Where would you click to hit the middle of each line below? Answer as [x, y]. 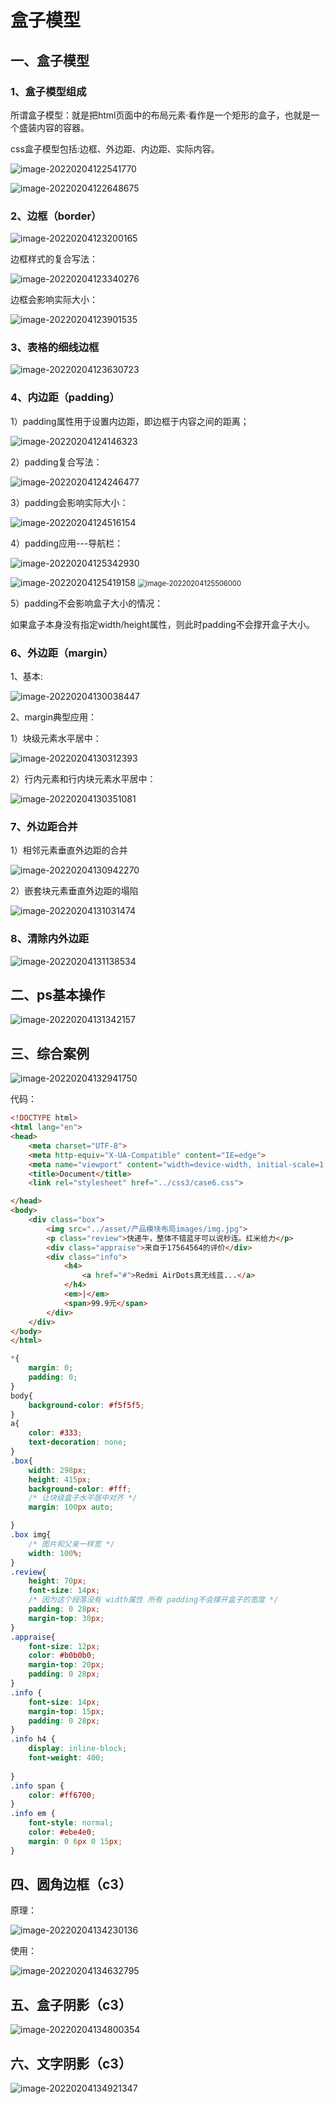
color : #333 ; [55, 1433]
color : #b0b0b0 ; [62, 1656]
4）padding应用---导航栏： [67, 543]
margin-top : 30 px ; [66, 1618]
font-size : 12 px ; [64, 1646]
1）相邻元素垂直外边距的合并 [69, 850]
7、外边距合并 [44, 826]
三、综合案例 [50, 1053]
